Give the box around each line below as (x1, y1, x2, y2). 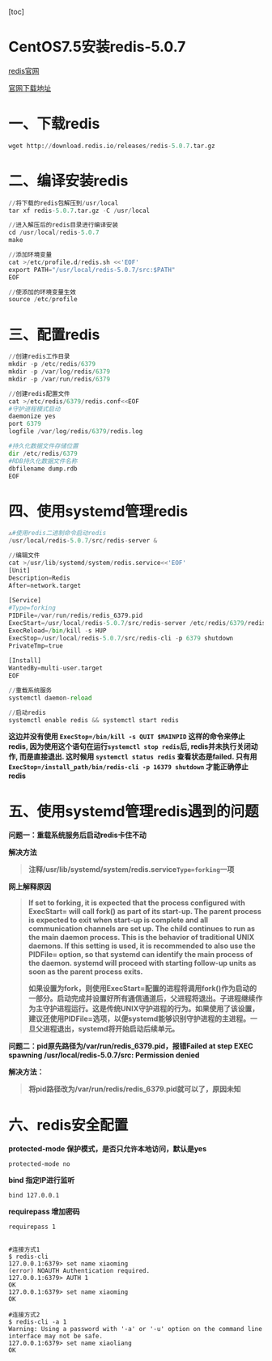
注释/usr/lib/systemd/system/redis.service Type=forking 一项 (28, 865, 235, 874)
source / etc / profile (8, 296, 79, 304)
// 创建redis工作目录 (8, 352, 70, 361)
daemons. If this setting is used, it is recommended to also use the (28, 941, 257, 951)
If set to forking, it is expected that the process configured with (28, 898, 245, 908)
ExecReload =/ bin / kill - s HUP (8, 627, 107, 635)
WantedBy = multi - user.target (8, 664, 104, 673)
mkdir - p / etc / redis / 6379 (8, 360, 96, 368)
